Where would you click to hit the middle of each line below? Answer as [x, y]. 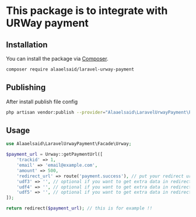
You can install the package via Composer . [57, 59]
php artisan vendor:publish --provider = [56, 112]
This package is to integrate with [87, 11]
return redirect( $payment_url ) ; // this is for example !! [79, 208]
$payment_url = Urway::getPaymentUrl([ [55, 155]
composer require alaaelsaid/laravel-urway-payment [70, 69]
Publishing [26, 88]
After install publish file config [42, 101]
